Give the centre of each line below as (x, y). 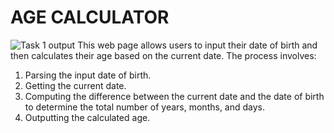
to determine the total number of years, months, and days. (145, 107)
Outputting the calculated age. (87, 117)
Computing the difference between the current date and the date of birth (174, 96)
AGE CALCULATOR (90, 17)
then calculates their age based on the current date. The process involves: (163, 55)
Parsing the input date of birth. (88, 75)
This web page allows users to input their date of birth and (197, 45)
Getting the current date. (75, 85)
